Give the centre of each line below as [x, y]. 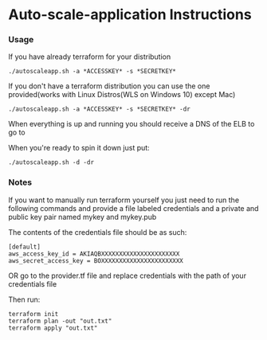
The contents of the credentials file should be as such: [98, 232]
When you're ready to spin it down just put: [79, 148]
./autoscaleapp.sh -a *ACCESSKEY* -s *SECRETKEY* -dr [100, 109]
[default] [25, 247]
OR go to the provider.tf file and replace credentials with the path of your [128, 276]
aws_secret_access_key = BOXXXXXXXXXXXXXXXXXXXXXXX [96, 260]
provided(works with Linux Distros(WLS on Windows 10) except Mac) [122, 95]
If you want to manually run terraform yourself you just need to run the [124, 200]
